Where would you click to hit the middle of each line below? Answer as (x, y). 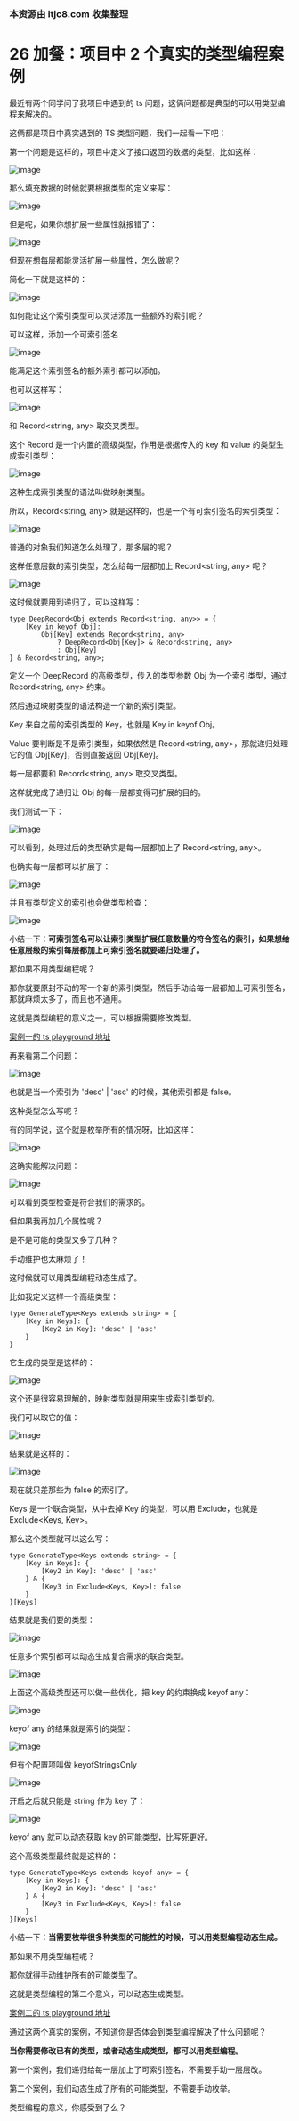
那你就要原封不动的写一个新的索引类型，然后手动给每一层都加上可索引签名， (149, 987)
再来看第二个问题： (44, 1055)
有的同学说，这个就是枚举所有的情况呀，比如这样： (103, 1129)
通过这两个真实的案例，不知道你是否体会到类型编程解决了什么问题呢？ (138, 2031)
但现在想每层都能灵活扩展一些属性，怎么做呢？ (95, 260)
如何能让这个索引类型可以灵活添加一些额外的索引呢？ (107, 315)
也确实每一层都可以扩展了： (60, 866)
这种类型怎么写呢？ (44, 1110)
